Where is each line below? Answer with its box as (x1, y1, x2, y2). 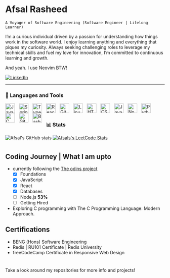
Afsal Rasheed (5, 4, 68, 15)
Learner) (5, 24, 24, 30)
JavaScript (20, 177, 43, 183)
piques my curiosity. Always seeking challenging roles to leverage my (5, 44, 150, 50)
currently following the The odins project (12, 165, 98, 172)
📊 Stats (46, 121, 66, 128)
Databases (20, 188, 43, 194)
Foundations (20, 171, 47, 177)
